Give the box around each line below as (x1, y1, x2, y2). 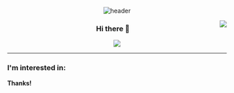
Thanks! (7, 78, 32, 87)
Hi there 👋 (95, 24, 130, 33)
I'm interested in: (7, 63, 66, 73)
